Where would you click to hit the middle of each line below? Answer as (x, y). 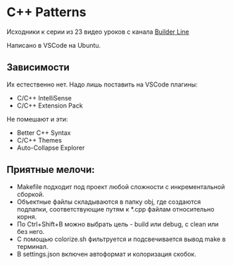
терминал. (32, 246)
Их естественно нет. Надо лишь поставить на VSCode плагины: (102, 84)
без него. (31, 231)
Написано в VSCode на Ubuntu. (54, 45)
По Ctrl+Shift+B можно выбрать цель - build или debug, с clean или (118, 224)
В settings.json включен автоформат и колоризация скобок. (106, 254)
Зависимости (38, 67)
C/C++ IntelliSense (44, 98)
